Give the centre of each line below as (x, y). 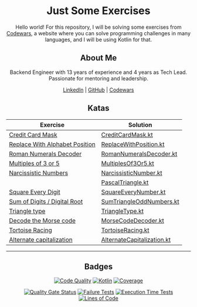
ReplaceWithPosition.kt (133, 144)
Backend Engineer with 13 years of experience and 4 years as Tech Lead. (98, 72)
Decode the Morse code (43, 220)
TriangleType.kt (122, 211)
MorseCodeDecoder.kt (133, 220)
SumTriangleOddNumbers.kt (140, 201)
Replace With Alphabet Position (52, 144)
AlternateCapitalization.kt (136, 239)
